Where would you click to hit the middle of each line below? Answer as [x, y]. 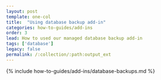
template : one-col [28, 17]
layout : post [22, 11]
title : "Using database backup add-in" [56, 22]
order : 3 [17, 33]
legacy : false [23, 49]
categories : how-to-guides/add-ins [49, 28]
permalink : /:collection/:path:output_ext [59, 54]
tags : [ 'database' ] [30, 44]
